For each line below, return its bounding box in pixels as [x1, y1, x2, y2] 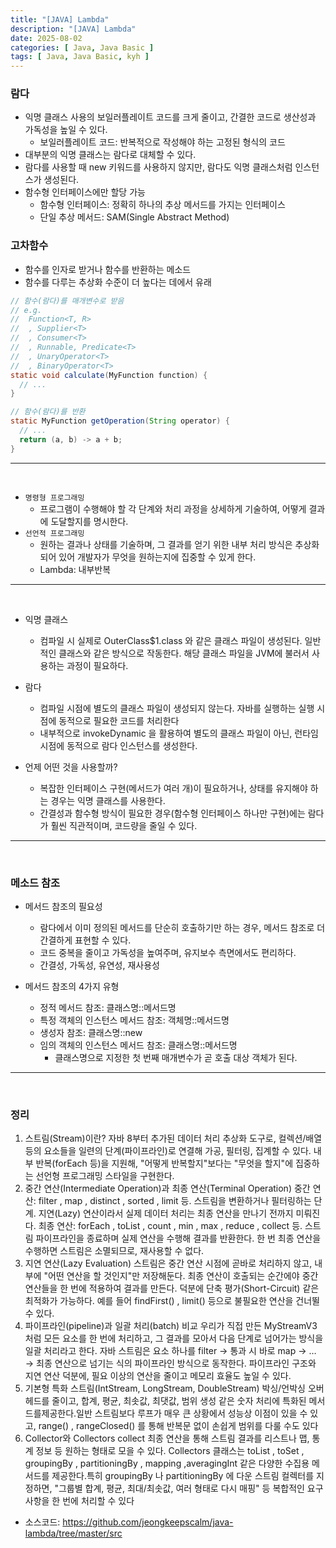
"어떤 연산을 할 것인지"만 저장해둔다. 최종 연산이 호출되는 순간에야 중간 [43, 1270, 319, 1282]
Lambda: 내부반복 [39, 563, 112, 575]
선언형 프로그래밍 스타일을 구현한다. [35, 1170, 175, 1182]
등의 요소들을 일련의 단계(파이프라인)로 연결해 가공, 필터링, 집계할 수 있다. [24, 1145, 312, 1157]
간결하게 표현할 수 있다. [39, 934, 132, 946]
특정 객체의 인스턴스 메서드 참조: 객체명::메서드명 [39, 1014, 230, 1026]
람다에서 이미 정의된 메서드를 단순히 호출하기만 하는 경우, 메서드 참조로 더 [39, 922, 326, 934]
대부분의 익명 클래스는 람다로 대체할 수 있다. [24, 149, 197, 161]
